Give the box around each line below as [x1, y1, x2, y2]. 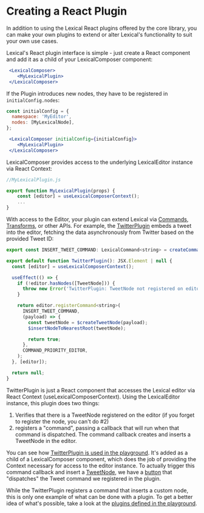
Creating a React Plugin [6, 4, 127, 18]
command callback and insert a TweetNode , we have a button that [6, 468, 172, 476]
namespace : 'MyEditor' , [12, 114, 72, 120]
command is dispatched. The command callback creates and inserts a [15, 431, 191, 438]
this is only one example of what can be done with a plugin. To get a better [6, 493, 193, 500]
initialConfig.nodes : [6, 96, 60, 104]
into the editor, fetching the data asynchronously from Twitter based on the [6, 228, 194, 236]
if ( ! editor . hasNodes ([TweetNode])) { [17, 280, 115, 286]
